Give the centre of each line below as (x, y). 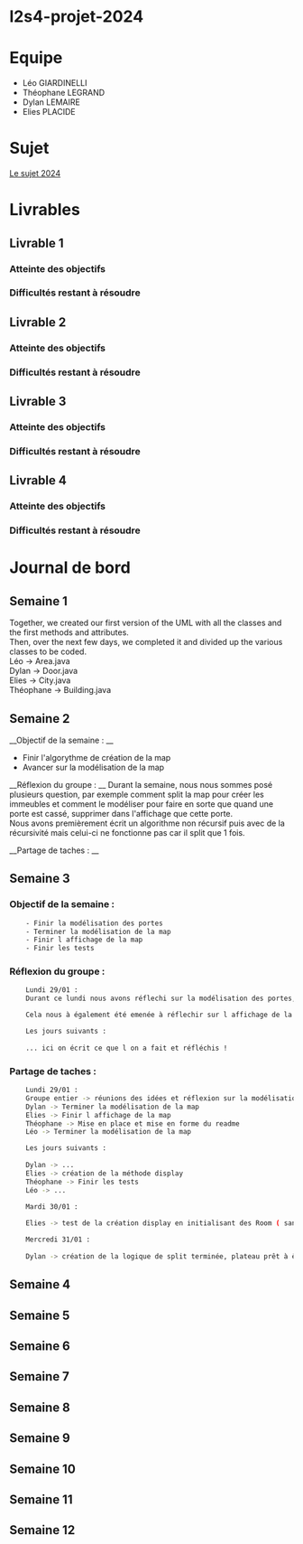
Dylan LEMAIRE (51, 102)
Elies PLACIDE (49, 112)
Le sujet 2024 (35, 173)
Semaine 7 (40, 1376)
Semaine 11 (41, 1499)
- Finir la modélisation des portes (95, 923)
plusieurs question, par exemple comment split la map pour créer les (137, 794)
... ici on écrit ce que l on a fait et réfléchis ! (127, 1048)
